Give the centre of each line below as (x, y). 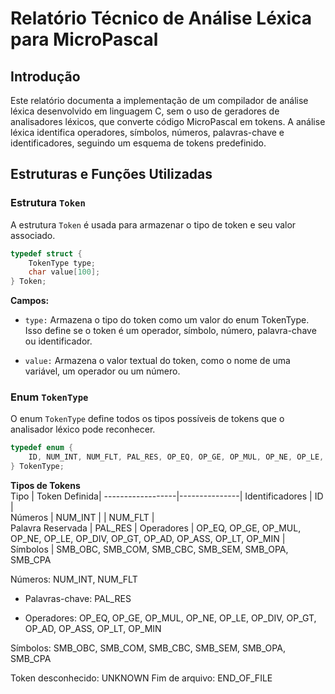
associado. (33, 235)
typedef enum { (42, 448)
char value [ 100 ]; (64, 272)
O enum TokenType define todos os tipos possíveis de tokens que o (147, 419)
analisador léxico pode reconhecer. (83, 429)
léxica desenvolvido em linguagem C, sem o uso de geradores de (145, 111)
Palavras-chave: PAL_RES (78, 599)
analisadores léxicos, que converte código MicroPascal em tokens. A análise (168, 121)
